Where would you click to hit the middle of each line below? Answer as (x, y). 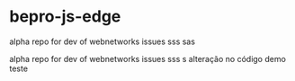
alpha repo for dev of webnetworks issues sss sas (103, 41)
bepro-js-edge (65, 17)
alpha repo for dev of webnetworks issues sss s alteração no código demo (147, 58)
